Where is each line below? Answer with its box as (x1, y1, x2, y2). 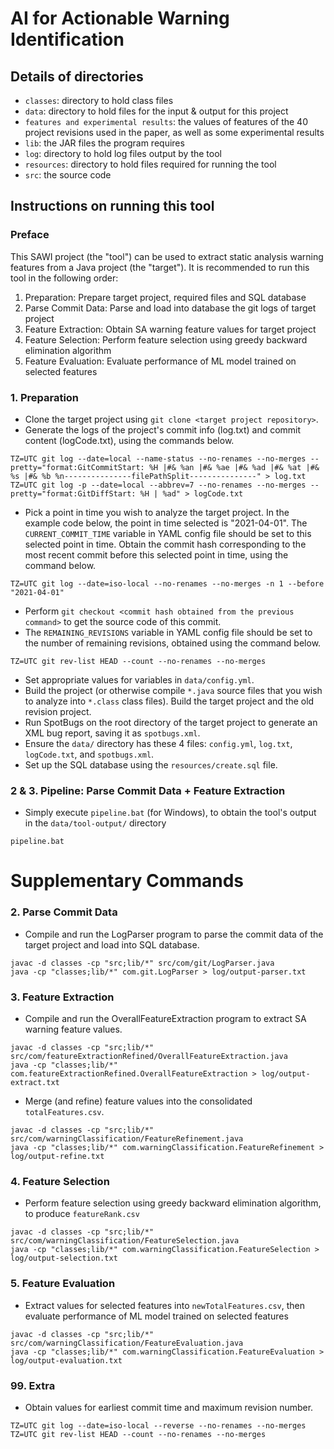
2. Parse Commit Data (10, 905, 118, 919)
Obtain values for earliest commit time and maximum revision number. (24, 1401, 314, 1413)
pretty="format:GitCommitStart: (10, 462, 145, 472)
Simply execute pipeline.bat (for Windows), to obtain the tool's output (24, 807, 317, 819)
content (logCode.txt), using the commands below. (24, 434, 235, 446)
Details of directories (10, 68, 144, 85)
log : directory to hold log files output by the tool (24, 148, 222, 159)
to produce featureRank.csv (24, 1208, 140, 1220)
